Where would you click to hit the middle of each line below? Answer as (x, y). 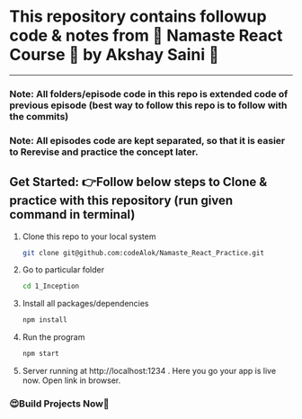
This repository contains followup (138, 17)
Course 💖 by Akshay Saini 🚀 (115, 55)
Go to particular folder (63, 270)
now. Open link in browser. (71, 380)
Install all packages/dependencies (86, 304)
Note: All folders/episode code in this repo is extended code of (149, 94)
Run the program (53, 337)
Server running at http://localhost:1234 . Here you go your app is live (149, 371)
